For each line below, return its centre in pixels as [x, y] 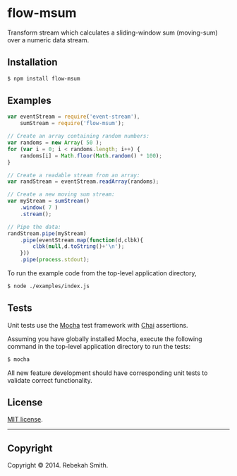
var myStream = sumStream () [49, 201]
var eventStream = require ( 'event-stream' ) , [74, 117]
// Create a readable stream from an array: [74, 175]
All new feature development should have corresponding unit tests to [108, 373]
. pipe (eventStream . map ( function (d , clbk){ [81, 240]
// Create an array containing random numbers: [79, 136]
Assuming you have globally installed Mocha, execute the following [105, 339]
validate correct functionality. [50, 380]
